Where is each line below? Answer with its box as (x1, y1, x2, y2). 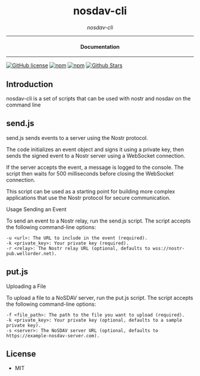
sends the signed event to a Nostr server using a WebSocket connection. (6, 152, 186, 159)
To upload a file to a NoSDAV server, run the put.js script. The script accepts (6, 294, 193, 301)
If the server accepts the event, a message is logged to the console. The (6, 164, 184, 171)
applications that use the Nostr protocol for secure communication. (6, 194, 171, 201)
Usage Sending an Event (6, 205, 67, 212)
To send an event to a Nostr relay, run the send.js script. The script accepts (6, 217, 191, 224)
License (6, 349, 36, 359)
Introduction (6, 79, 54, 89)
